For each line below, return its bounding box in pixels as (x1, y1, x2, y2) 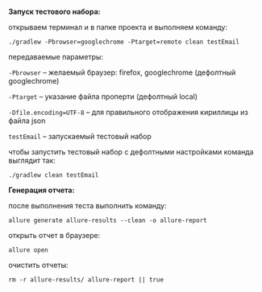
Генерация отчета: (8, 185, 75, 195)
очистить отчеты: (8, 261, 69, 269)
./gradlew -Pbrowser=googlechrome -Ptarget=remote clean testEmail (8, 38, 240, 46)
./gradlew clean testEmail (8, 171, 99, 179)
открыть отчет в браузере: (8, 231, 101, 240)
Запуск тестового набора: (8, 7, 101, 16)
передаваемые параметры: (8, 52, 103, 61)
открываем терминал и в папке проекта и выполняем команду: (8, 23, 228, 31)
